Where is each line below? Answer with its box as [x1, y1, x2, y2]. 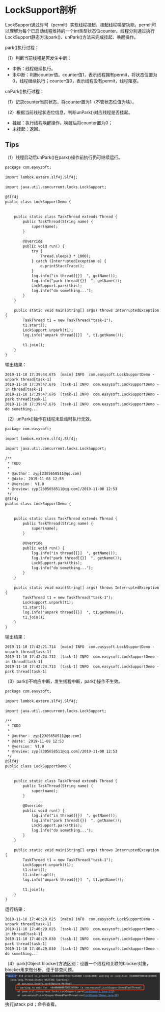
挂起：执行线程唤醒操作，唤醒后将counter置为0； [12, 119, 113, 126]
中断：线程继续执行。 [12, 65, 55, 72]
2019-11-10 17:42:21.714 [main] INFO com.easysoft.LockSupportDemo [5, 644, 151, 649]
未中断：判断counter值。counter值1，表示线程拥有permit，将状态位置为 [12, 72, 158, 77]
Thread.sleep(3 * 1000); [40, 254, 91, 259]
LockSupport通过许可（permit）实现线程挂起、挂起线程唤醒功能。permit [5, 22, 152, 28]
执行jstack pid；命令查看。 [5, 1001, 59, 1007]
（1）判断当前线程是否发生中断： [5, 55, 72, 61]
